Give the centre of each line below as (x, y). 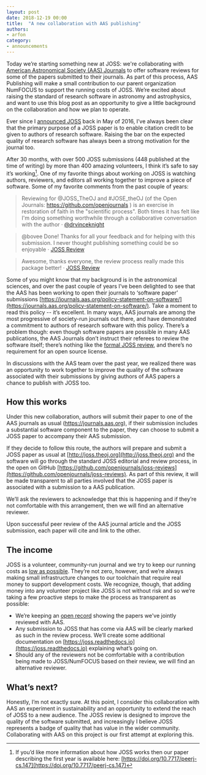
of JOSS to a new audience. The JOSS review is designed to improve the (98, 715)
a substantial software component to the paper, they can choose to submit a (103, 430)
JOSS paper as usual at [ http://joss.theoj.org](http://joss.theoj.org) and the (101, 455)
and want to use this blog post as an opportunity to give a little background (101, 102)
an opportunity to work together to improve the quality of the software (95, 369)
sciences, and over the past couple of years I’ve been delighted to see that (101, 286)
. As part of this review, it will (162, 474)
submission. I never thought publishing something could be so (100, 242)
